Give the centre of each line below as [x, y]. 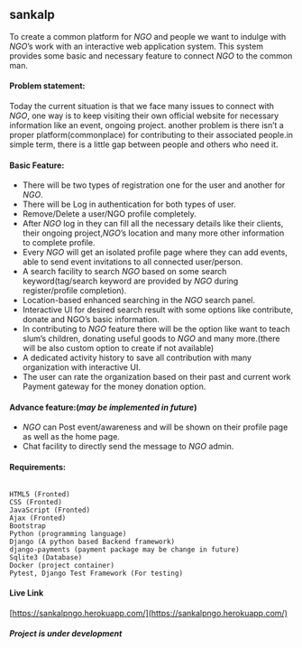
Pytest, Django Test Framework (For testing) [96, 573]
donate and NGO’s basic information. [91, 319]
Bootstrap [28, 526]
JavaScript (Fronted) [50, 510]
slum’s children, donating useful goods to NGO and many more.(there [151, 338]
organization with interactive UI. [82, 367]
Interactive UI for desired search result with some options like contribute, [158, 310]
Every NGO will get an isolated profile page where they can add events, [155, 253]
